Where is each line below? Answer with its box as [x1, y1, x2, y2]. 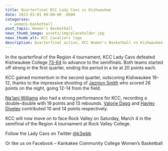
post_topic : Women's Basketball [5, 26, 73, 31]
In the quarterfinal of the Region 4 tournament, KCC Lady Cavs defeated [5, 54, 155, 60]
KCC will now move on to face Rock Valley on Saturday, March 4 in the [5, 115, 151, 121]
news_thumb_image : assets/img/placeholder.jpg [5, 31, 105, 36]
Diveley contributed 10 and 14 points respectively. [5, 105, 108, 111]
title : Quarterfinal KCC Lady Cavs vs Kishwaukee [5, 7, 112, 13]
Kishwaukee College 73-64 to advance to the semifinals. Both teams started [5, 59, 163, 65]
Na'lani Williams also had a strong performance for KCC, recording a [5, 95, 147, 101]
